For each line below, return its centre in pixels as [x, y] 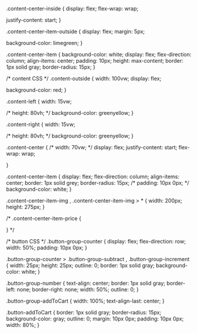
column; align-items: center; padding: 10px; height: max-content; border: [95, 61]
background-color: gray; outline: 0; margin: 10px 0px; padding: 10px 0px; [95, 319]
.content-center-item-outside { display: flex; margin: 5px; [75, 31]
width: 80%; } [23, 325]
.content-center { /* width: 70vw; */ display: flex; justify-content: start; [92, 147]
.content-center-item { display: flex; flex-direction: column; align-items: [93, 176]
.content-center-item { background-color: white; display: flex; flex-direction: [99, 54]
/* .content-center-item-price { [44, 218]
